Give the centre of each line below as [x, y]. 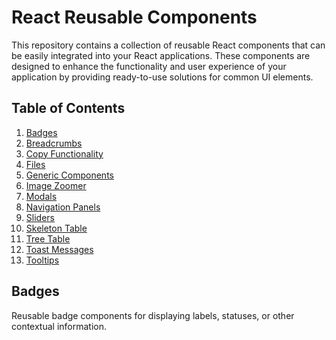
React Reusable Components [134, 17]
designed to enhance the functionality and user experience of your [149, 66]
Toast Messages [59, 249]
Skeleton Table [56, 228]
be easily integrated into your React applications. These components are [161, 55]
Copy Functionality [64, 153]
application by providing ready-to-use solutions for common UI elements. [162, 77]
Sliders [40, 217]
